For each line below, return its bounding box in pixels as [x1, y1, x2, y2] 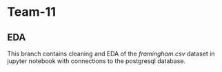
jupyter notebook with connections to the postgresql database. [7, 57, 186, 65]
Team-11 [7, 4, 57, 20]
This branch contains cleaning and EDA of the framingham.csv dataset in [7, 49, 215, 58]
